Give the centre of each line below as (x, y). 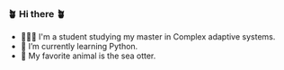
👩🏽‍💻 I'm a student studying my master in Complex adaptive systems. (148, 37)
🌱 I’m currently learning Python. (79, 47)
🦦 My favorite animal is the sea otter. (88, 56)
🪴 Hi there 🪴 (36, 13)
